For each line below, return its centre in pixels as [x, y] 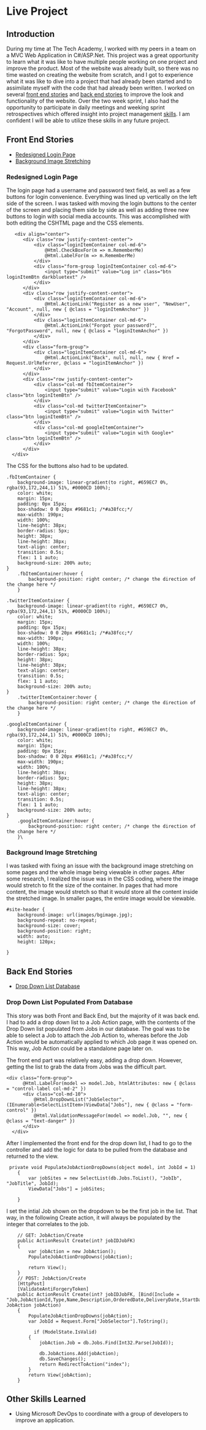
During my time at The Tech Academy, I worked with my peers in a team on [101, 49]
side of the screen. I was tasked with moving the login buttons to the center [102, 203]
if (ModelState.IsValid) [65, 1332]
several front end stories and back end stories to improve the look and [95, 94]
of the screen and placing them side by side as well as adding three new [97, 210]
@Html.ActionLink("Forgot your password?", [101, 326]
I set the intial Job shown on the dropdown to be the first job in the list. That [102, 1211]
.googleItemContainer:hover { [56, 821]
